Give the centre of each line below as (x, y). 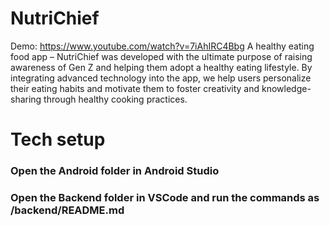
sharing (26, 99)
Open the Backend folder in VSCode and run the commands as (165, 197)
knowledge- (286, 88)
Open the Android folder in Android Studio (115, 171)
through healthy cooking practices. (115, 99)
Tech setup (58, 139)
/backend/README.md (67, 210)
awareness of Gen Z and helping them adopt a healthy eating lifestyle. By (161, 67)
